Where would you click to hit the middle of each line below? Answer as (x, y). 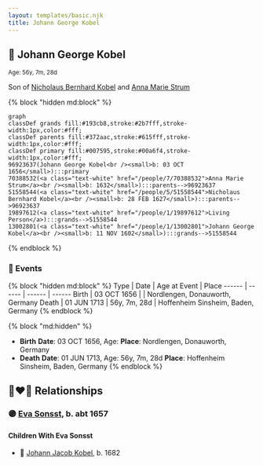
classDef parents (37, 137)
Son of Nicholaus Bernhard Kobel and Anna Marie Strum (99, 87)
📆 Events (26, 269)
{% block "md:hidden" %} (50, 326)
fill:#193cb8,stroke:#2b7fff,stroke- (126, 124)
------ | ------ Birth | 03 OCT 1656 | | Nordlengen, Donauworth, (129, 294)
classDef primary (37, 151)
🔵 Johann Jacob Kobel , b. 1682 (70, 453)
